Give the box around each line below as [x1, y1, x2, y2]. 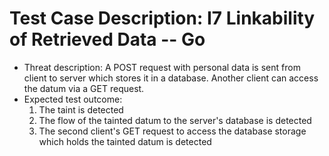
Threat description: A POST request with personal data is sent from [23, 61, 301, 73]
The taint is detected [38, 103, 124, 116]
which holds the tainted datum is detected [38, 135, 212, 147]
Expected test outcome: [23, 93, 123, 105]
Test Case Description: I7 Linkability [9, 7, 316, 30]
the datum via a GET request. [23, 82, 145, 94]
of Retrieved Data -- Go [9, 28, 206, 51]
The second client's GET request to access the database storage [38, 125, 307, 137]
